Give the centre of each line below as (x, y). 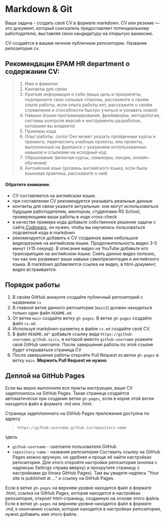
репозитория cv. (22, 48)
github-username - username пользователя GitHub (64, 446)
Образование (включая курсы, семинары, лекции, (78, 157)
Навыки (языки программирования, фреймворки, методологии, (92, 115)
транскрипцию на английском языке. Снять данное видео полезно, (84, 254)
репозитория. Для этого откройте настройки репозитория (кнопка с (85, 462)
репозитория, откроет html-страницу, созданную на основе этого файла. (83, 498)
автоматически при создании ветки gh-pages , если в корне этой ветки (80, 398)
